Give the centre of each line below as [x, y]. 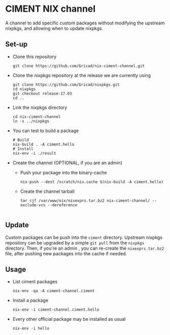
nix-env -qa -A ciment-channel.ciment [54, 291]
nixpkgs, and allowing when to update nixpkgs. [54, 28]
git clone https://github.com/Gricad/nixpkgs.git [66, 84]
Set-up [16, 44]
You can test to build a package [46, 131]
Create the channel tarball [47, 191]
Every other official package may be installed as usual [69, 319]
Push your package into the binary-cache [63, 172]
